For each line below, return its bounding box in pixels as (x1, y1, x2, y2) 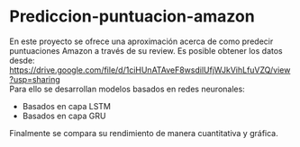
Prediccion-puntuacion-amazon (9, 6, 255, 27)
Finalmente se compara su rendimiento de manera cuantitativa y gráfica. (9, 127, 278, 138)
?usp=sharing (9, 73, 60, 84)
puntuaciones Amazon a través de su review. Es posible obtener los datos (9, 45, 283, 56)
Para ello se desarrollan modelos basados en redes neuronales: (9, 83, 245, 94)
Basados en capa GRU (22, 110, 106, 121)
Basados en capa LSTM (22, 100, 111, 111)
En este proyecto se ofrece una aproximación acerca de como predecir (9, 36, 274, 47)
